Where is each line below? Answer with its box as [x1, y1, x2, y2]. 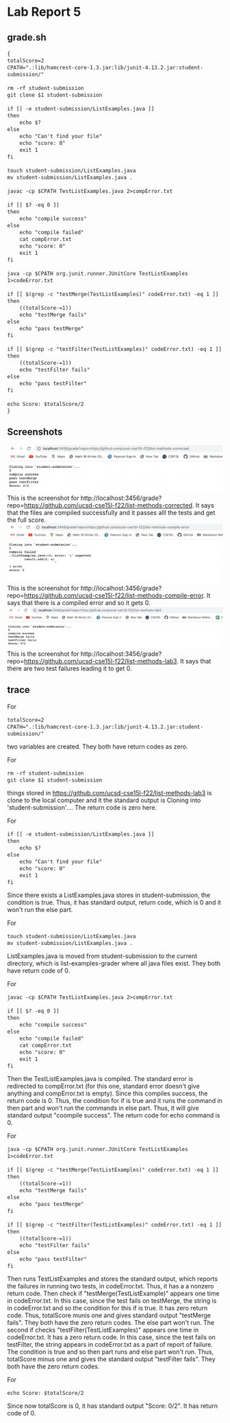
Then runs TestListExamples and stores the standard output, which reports [7, 1275, 218, 1283]
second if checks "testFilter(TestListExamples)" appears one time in [7, 1325, 199, 1334]
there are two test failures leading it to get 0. [7, 664, 132, 672]
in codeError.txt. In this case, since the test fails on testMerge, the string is [7, 1296, 217, 1305]
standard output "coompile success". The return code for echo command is [7, 1111, 220, 1119]
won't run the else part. [7, 905, 73, 913]
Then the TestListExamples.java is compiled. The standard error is [7, 1074, 194, 1082]
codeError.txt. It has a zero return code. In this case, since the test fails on [7, 1333, 216, 1341]
